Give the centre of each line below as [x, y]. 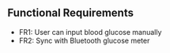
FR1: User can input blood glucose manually [90, 32]
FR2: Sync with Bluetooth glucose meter [84, 40]
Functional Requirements [70, 13]
